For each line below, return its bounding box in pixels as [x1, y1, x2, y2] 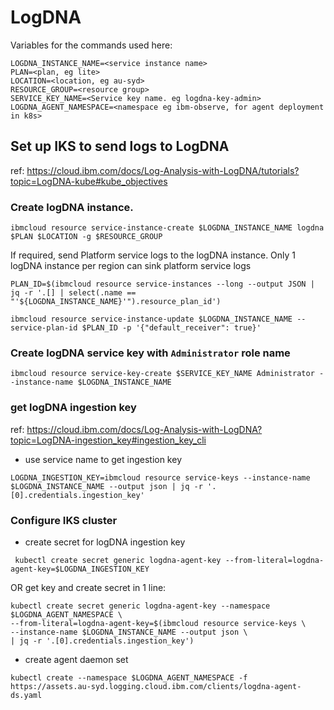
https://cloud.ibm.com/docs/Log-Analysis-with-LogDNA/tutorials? [26, 164, 300, 176]
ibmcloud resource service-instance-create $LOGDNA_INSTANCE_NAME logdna [10, 223, 325, 233]
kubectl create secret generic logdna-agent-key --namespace [10, 601, 271, 611]
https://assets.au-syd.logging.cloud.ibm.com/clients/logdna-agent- [10, 681, 302, 691]
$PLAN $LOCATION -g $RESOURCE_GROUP [10, 232, 163, 242]
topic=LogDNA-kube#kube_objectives [10, 175, 168, 187]
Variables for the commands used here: [10, 39, 173, 51]
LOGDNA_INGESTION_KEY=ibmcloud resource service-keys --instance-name [10, 472, 311, 483]
